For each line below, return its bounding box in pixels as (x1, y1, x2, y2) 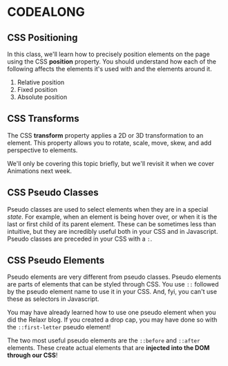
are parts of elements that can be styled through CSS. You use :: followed (7, 280, 219, 289)
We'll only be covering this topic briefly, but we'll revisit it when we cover (7, 159, 215, 167)
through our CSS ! (7, 351, 58, 360)
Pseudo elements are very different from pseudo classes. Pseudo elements (7, 273, 222, 281)
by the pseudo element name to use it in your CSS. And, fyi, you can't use (7, 288, 218, 296)
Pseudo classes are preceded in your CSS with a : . (7, 235, 153, 243)
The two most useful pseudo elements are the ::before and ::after (7, 336, 200, 345)
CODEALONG (7, 4, 85, 20)
